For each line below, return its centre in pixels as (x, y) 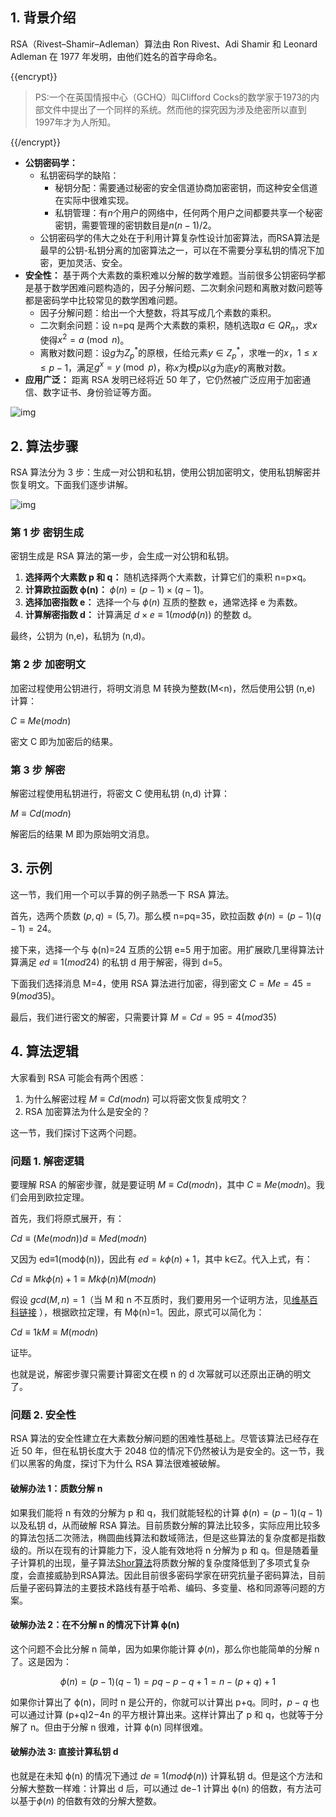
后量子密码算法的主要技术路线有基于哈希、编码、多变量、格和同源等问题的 (163, 1587)
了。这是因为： (41, 1661)
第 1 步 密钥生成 (47, 533)
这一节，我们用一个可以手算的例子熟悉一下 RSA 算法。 (122, 894)
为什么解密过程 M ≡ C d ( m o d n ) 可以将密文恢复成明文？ (136, 1099)
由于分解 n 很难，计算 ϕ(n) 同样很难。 (131, 1727)
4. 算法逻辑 (44, 1051)
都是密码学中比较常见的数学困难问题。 (103, 300)
